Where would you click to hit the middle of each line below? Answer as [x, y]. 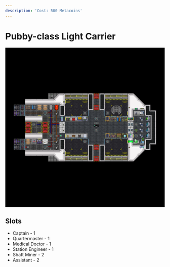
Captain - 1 [24, 233]
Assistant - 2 [26, 260]
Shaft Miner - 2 [28, 255]
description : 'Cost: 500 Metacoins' [44, 11]
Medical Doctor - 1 [32, 244]
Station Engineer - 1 [33, 249]
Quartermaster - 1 [31, 239]
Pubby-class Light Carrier [60, 36]
